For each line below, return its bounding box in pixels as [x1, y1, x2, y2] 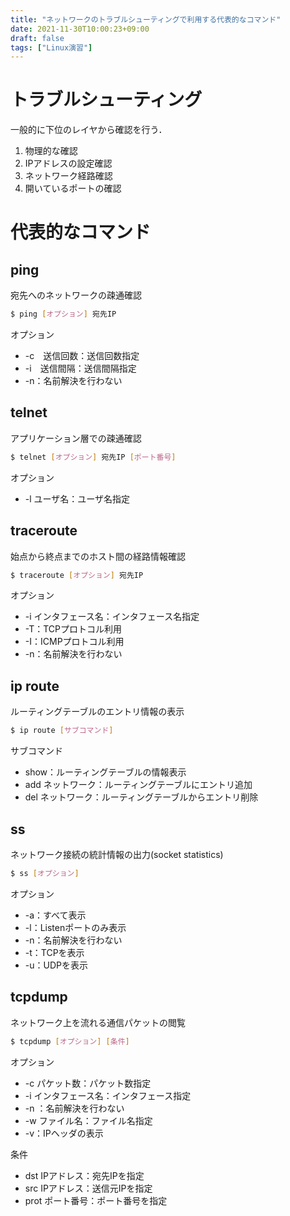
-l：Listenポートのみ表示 [24, 921, 127, 933]
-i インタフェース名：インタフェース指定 [24, 1089, 192, 1101]
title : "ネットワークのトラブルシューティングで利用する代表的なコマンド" [10, 14, 282, 25]
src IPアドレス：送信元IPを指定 [24, 1182, 153, 1194]
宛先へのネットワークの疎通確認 [10, 289, 142, 301]
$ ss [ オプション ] [10, 868, 80, 878]
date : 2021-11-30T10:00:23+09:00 [10, 24, 150, 34]
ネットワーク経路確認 [24, 170, 113, 182]
